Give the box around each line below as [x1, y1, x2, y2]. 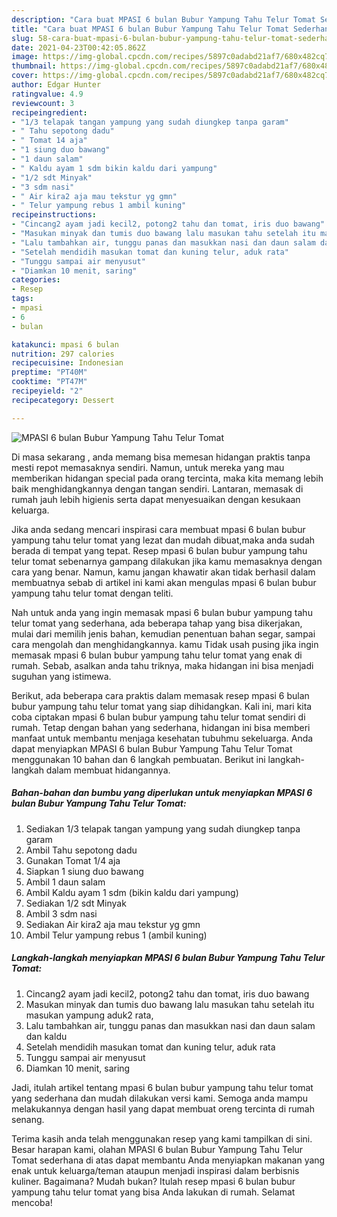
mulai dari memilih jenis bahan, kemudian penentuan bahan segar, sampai [11, 627, 316, 640]
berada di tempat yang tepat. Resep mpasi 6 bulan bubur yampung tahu [11, 544, 308, 556]
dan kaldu [25, 1030, 68, 1042]
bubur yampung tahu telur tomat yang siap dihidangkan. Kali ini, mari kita [11, 700, 313, 712]
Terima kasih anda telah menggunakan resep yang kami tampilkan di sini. [11, 1132, 313, 1145]
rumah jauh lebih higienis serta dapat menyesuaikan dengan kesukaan [11, 493, 301, 505]
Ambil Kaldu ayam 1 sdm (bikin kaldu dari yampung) [25, 886, 239, 898]
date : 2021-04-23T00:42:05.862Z [11, 42, 146, 53]
